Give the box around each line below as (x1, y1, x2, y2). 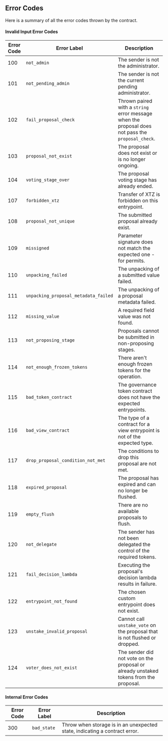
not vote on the (117, 655, 153, 662)
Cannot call (117, 616, 145, 623)
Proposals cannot (117, 328, 159, 335)
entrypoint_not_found (25, 599, 77, 604)
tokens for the (117, 367, 151, 374)
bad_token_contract (25, 394, 72, 400)
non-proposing (117, 340, 154, 347)
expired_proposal (25, 484, 67, 490)
